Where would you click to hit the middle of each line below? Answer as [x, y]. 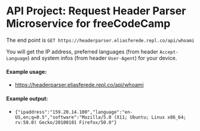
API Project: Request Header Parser [96, 11]
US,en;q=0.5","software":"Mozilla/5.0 [63, 117]
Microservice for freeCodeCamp [88, 24]
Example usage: [27, 71]
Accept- [169, 52]
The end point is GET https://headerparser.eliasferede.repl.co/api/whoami [100, 40]
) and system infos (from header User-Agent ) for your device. [102, 58]
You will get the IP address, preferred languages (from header [82, 51]
